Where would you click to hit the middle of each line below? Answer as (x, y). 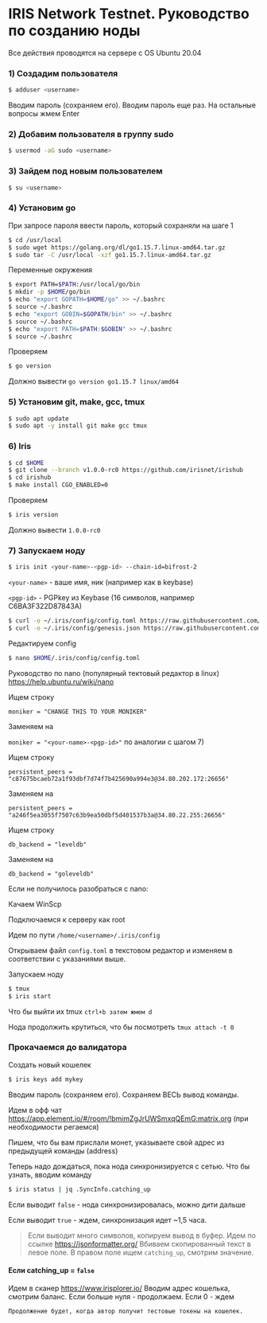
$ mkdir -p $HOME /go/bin (49, 292)
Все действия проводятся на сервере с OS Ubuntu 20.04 (105, 53)
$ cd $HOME (26, 462)
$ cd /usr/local (35, 240)
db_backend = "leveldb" (48, 845)
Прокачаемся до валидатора (68, 1048)
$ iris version (33, 515)
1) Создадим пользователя (63, 73)
